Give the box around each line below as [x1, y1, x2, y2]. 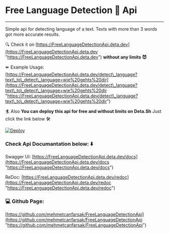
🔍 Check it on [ [5, 41, 38, 47]
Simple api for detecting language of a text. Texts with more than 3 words [5, 26, 157, 32]
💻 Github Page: [5, 198, 44, 205]
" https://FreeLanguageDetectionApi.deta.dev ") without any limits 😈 [5, 54, 147, 60]
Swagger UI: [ [5, 154, 34, 160]
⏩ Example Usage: [5, 64, 44, 70]
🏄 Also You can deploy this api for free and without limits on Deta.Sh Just [5, 108, 162, 114]
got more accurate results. [5, 31, 60, 37]
